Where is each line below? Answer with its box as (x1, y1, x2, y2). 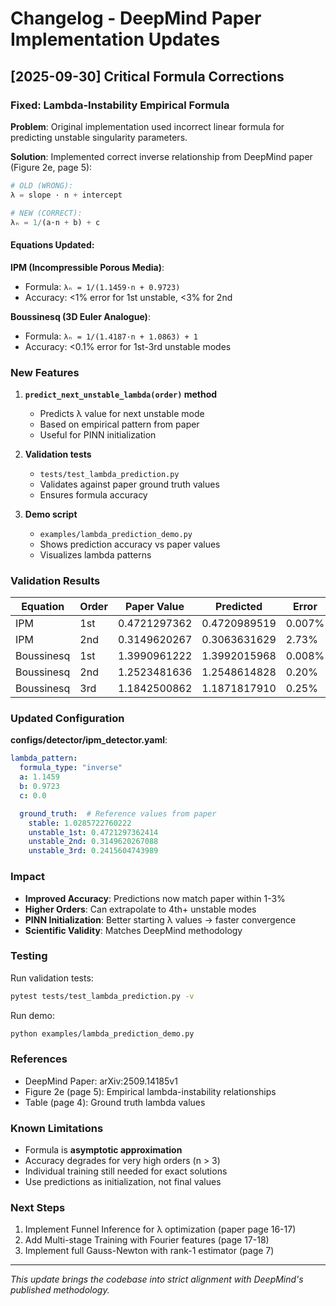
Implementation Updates (10, 28, 221, 51)
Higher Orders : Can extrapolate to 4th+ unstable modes (24, 903, 257, 915)
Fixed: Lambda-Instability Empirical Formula (10, 98, 230, 112)
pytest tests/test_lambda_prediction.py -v (10, 991, 195, 1001)
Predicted (214, 600, 263, 614)
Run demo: (10, 1009, 55, 1021)
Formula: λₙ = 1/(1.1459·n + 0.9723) (24, 280, 181, 292)
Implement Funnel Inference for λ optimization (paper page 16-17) (24, 1223, 297, 1236)
